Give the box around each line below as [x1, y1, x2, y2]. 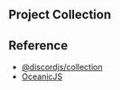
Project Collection [8, 7, 112, 22]
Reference [8, 38, 69, 53]
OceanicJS [21, 71, 63, 82]
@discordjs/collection [21, 62, 103, 73]
